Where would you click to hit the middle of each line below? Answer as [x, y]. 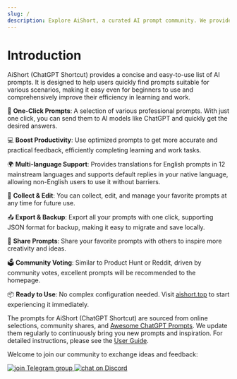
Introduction [44, 55]
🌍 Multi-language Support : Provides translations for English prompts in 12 [116, 164]
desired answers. [32, 126]
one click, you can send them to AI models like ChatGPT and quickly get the [117, 119]
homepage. [24, 280]
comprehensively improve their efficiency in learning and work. [99, 97]
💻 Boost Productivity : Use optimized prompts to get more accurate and [113, 140]
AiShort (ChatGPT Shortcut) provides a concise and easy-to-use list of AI [114, 75]
